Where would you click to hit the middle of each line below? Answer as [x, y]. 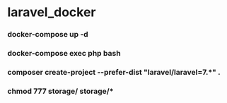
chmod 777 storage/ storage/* [60, 91]
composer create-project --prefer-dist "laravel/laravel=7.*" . [114, 72]
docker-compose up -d [48, 35]
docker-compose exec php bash [64, 54]
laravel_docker [52, 12]
